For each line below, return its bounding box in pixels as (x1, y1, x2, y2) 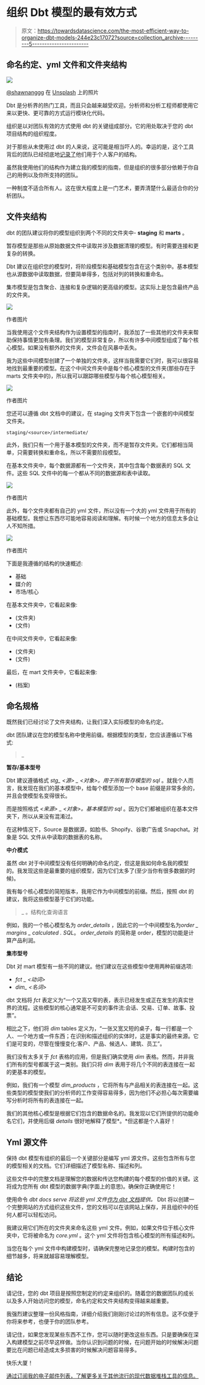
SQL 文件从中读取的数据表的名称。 (18, 833, 106, 841)
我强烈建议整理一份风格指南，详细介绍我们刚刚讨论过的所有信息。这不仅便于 (6, 1310, 199, 1317)
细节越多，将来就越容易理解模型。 (6, 1253, 92, 1260)
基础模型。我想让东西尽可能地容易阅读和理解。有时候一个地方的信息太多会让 (6, 514, 199, 522)
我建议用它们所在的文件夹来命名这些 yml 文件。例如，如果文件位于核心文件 (6, 1224, 195, 1231)
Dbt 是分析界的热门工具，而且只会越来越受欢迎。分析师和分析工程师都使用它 (6, 102, 199, 109)
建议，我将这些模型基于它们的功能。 (6, 895, 98, 903)
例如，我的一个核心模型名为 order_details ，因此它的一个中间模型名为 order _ (6, 921, 199, 929)
